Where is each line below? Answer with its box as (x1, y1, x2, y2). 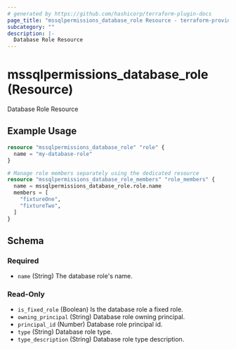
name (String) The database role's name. (17, 272, 133, 280)
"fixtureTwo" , (20, 202, 61, 209)
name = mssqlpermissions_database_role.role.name (13, 183, 162, 190)
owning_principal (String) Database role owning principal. (17, 313, 185, 321)
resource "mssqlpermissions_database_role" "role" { (7, 143, 165, 151)
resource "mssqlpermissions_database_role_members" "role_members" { (7, 176, 216, 183)
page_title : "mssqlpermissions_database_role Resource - (7, 17, 178, 24)
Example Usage (7, 125, 77, 137)
